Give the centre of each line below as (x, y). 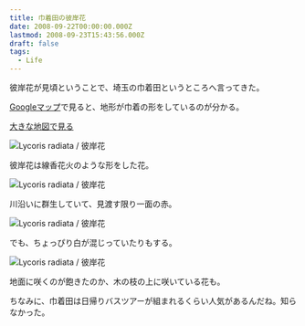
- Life (30, 60)
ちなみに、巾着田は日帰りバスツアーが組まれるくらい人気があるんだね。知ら (153, 301)
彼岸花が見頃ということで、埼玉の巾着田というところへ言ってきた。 (137, 87)
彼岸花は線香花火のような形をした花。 (81, 165)
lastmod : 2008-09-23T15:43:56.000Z (77, 35)
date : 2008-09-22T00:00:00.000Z (71, 26)
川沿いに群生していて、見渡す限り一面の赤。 (93, 204)
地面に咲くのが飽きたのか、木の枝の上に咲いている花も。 (117, 281)
